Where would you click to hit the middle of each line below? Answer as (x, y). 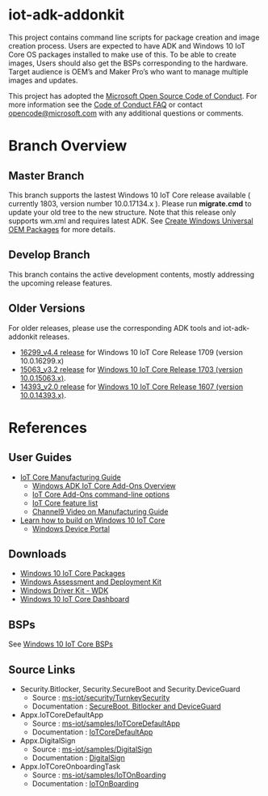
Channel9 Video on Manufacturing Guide (100, 511)
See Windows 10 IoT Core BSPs (61, 644)
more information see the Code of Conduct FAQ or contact (106, 104)
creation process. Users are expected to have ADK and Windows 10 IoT (127, 45)
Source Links (42, 669)
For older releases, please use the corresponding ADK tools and (115, 328)
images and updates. (43, 80)
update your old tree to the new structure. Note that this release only (122, 212)
